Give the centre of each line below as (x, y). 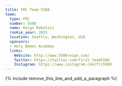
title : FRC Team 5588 (28, 10)
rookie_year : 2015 (29, 32)
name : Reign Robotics (32, 28)
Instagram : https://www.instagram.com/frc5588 (63, 64)
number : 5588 (23, 23)
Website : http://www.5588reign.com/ (52, 55)
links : (16, 51)
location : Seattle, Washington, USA (47, 37)
